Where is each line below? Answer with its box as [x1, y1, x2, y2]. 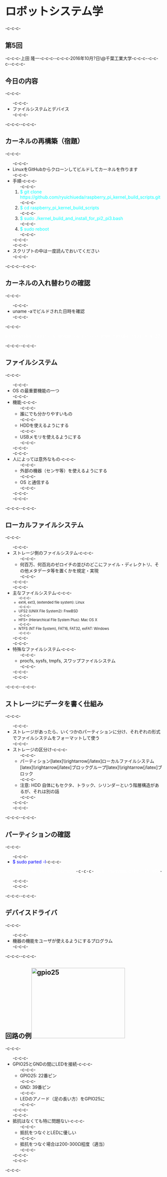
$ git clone [19, 189, 42, 195]
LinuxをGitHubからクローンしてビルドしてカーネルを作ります [12, 166, 138, 172]
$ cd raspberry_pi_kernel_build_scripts [19, 205, 100, 211]
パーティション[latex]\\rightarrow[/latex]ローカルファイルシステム [19, 758, 155, 764]
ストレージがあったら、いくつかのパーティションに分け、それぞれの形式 [12, 729, 161, 735]
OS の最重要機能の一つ [12, 387, 60, 394]
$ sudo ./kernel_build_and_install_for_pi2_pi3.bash [19, 215, 123, 221]
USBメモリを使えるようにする [19, 434, 81, 440]
